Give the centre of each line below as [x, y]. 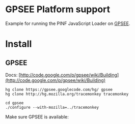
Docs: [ [13, 75]
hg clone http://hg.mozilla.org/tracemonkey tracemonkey [67, 94]
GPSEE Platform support [58, 9]
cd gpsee [15, 103]
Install [19, 44]
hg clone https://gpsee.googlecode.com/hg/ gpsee [59, 89]
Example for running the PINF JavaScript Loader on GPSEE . [68, 23]
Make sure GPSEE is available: [37, 117]
